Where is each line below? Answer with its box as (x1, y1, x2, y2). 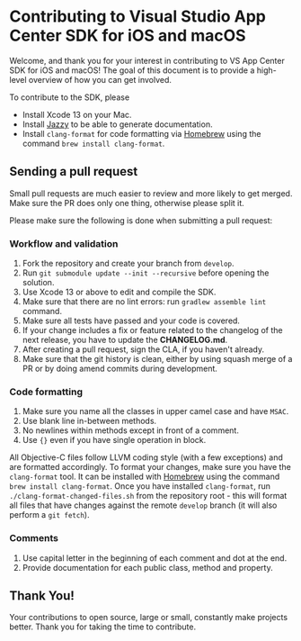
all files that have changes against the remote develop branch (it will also (9, 500, 278, 510)
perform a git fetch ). (9, 510, 90, 520)
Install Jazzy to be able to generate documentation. (22, 119, 213, 130)
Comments (9, 532, 58, 545)
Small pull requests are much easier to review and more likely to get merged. (9, 187, 293, 199)
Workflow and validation (9, 237, 119, 249)
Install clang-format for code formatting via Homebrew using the (22, 128, 261, 139)
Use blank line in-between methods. (22, 416, 157, 427)
